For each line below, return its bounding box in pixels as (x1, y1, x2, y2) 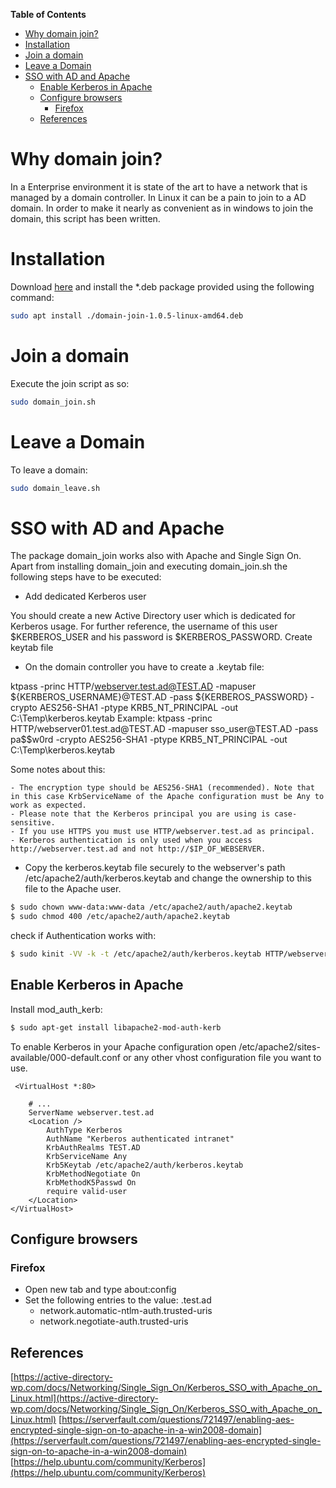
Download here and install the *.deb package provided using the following (10, 280, 315, 293)
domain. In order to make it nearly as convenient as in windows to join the (10, 202, 314, 214)
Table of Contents (10, 9, 87, 20)
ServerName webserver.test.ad (28, 1107, 155, 1118)
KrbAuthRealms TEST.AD (46, 1142, 141, 1153)
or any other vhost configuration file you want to (122, 1051, 322, 1063)
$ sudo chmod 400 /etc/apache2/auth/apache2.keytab (10, 912, 230, 922)
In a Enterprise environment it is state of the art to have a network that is (10, 180, 308, 193)
